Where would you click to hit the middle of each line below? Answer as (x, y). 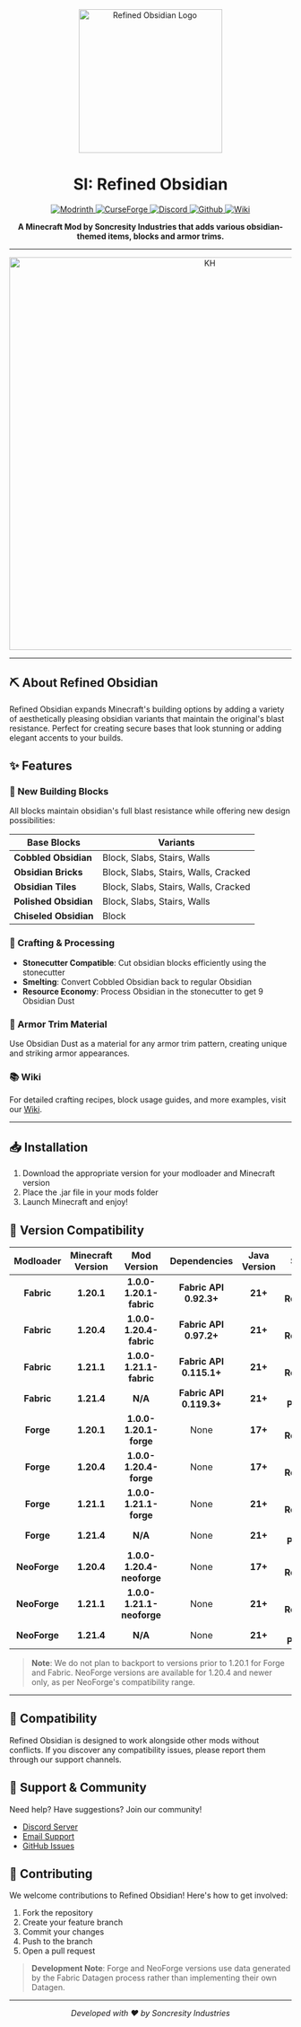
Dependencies (202, 1260)
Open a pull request (59, 1951)
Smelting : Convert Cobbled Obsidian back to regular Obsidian (137, 981)
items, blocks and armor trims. (166, 236)
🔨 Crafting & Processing (62, 943)
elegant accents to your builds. (66, 737)
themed (91, 236)
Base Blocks (53, 843)
